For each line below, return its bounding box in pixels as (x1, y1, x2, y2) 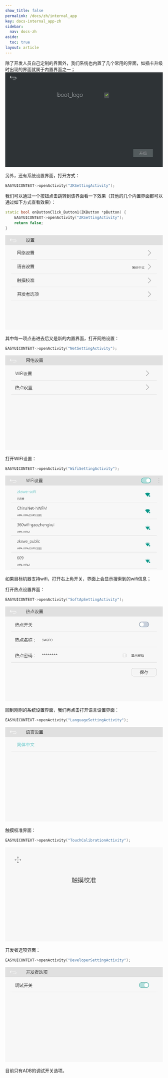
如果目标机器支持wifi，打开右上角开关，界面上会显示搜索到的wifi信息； (5, 576, 151, 582)
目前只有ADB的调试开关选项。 (5, 1067, 67, 1073)
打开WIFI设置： (5, 456, 36, 462)
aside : (5, 35, 19, 40)
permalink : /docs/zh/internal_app (5, 13, 77, 19)
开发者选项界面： (5, 947, 40, 953)
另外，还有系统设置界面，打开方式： (5, 173, 80, 179)
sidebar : (5, 24, 23, 29)
